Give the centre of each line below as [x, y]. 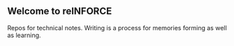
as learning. [24, 35]
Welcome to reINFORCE [60, 11]
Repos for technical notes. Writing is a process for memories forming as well [117, 27]
